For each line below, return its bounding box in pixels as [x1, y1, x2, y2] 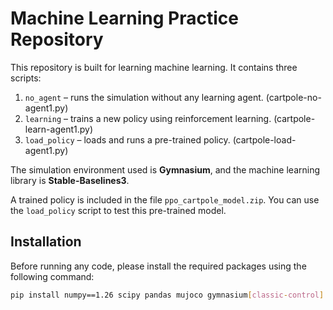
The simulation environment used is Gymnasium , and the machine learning [10, 163, 321, 176]
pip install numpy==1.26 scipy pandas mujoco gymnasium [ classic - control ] [10, 290, 325, 300]
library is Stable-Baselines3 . [10, 174, 130, 186]
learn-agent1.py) [24, 123, 94, 135]
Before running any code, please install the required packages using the [10, 260, 307, 272]
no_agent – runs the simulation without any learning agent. [24, 91, 264, 103]
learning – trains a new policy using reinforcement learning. [24, 112, 272, 124]
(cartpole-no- [265, 91, 322, 103]
